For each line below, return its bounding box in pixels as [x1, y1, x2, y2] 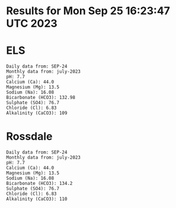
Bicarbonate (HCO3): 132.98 [6, 95, 76, 101]
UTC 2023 [6, 17, 57, 30]
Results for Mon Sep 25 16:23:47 [6, 4, 171, 18]
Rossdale [6, 130, 53, 143]
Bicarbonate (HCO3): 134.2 [6, 181, 73, 187]
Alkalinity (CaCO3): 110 [6, 196, 68, 202]
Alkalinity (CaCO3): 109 [6, 110, 68, 116]
